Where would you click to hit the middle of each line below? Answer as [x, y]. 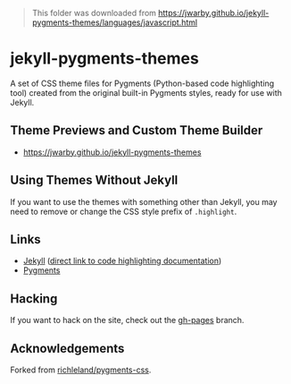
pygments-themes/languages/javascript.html [115, 22]
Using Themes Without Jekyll [94, 180]
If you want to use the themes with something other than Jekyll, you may [144, 201]
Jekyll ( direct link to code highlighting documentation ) [122, 261]
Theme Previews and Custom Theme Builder [137, 130]
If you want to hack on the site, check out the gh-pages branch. [127, 320]
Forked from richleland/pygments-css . [81, 370]
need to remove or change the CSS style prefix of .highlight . [124, 211]
